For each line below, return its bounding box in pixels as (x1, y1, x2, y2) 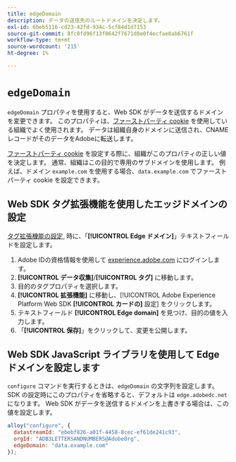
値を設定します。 (7, 408, 56, 417)
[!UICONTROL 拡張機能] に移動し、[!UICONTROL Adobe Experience (17, 291, 216, 299)
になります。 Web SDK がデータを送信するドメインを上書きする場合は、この (7, 399, 229, 408)
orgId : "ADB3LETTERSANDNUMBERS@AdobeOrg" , (13, 435, 140, 443)
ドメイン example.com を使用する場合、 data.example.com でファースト (25, 166, 228, 175)
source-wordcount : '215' (7, 43, 80, 50)
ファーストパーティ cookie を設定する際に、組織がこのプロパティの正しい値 (7, 149, 227, 157)
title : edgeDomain (7, 10, 61, 18)
